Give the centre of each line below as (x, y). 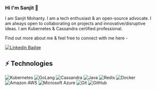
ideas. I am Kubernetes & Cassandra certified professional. (64, 29)
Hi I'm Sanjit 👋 (22, 8)
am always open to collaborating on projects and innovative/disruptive (75, 23)
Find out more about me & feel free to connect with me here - (66, 38)
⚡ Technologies (29, 63)
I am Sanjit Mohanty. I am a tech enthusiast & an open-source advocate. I (78, 18)
